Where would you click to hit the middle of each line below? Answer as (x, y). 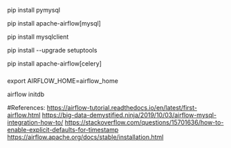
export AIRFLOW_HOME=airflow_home (63, 81)
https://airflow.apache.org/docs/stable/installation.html (85, 137)
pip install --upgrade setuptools (52, 50)
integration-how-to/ (35, 122)
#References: (26, 108)
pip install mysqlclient (38, 37)
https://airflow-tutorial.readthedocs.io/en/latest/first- (122, 108)
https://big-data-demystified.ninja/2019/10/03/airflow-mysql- (129, 115)
